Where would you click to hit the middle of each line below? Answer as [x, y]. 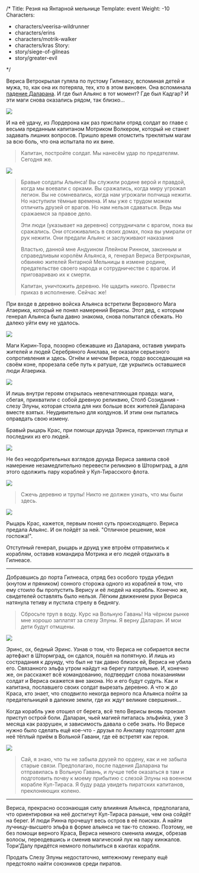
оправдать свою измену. [38, 419]
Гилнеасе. [19, 560]
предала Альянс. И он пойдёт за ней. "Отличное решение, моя [86, 530]
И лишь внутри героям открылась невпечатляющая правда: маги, [90, 393]
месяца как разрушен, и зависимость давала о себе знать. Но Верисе [96, 724]
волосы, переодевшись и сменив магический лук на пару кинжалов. [94, 839]
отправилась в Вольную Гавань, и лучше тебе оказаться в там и [102, 772]
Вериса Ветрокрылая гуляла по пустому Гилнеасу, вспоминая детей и [95, 81]
